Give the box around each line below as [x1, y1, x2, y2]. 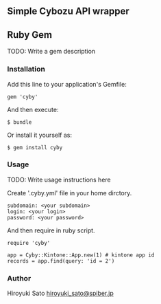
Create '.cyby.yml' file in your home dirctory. [7, 188, 132, 197]
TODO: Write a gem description [7, 47, 96, 56]
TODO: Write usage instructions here [7, 175, 111, 184]
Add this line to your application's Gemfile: [7, 80, 127, 88]
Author [7, 273, 32, 283]
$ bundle [7, 118, 32, 126]
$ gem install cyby [7, 144, 63, 151]
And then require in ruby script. [7, 226, 95, 235]
